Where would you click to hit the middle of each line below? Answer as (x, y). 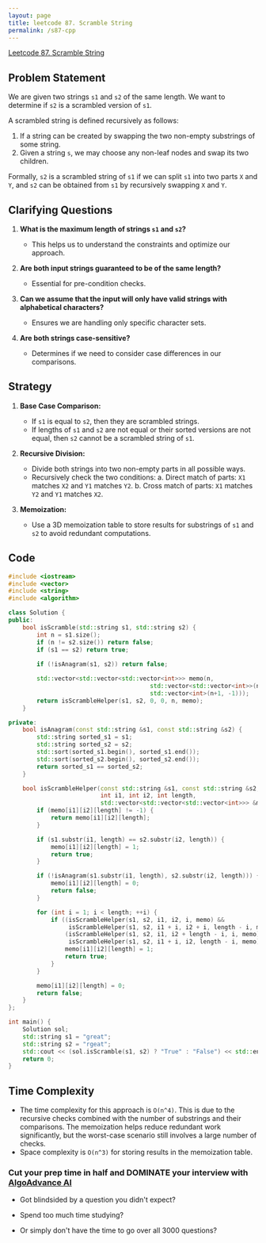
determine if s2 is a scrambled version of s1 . (80, 105)
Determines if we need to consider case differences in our (126, 353)
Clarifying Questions (61, 210)
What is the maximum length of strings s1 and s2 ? (103, 229)
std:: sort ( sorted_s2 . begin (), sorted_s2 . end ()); (118, 759)
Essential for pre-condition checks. (89, 283)
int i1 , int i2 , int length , (148, 796)
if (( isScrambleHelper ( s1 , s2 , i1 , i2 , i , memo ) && (137, 920)
